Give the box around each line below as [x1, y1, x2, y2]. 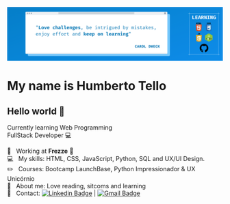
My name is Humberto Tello [7, 78, 166, 94]
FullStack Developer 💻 [7, 131, 72, 139]
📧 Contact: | [7, 189, 97, 197]
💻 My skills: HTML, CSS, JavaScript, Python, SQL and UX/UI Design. [7, 155, 205, 162]
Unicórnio [7, 175, 36, 183]
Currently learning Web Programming [7, 123, 113, 132]
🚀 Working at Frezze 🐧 [7, 147, 74, 155]
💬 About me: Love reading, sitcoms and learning [7, 182, 146, 190]
